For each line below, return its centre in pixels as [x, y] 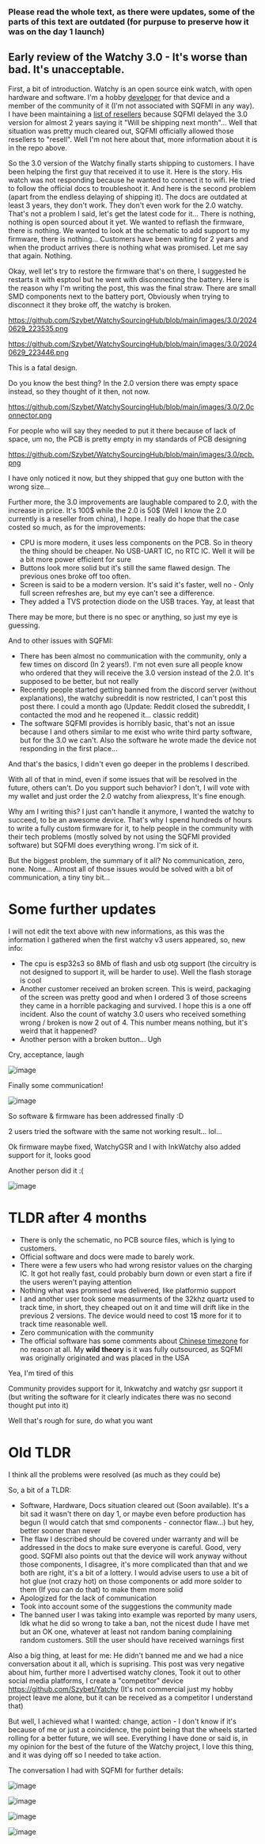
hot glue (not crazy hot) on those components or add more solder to [131, 1581]
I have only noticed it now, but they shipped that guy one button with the [126, 478]
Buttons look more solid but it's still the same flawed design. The [125, 567]
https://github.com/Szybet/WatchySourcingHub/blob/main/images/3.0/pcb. [131, 454]
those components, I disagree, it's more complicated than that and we [134, 1564]
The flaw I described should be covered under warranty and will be [129, 1539]
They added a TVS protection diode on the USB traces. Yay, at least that [137, 601]
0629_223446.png [38, 352]
